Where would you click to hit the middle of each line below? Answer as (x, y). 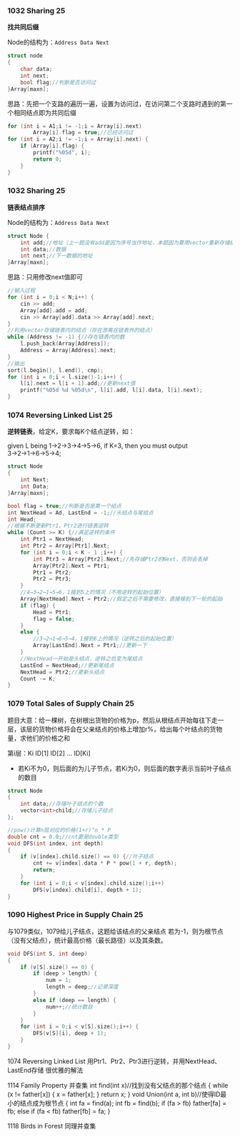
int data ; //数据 (43, 249)
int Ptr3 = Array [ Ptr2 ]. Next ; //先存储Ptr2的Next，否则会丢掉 (121, 559)
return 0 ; (47, 159)
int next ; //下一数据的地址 (56, 256)
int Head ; (22, 519)
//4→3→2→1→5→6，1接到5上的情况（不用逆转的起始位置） (92, 592)
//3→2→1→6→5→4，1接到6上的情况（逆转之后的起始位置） (105, 639)
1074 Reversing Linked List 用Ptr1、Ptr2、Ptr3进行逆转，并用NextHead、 (114, 1061)
